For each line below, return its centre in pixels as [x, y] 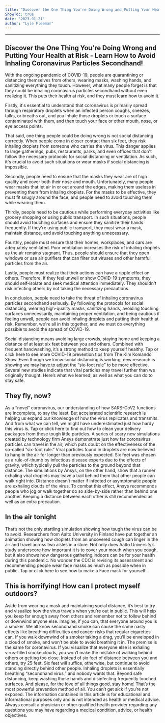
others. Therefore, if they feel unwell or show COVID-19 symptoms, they [78, 278]
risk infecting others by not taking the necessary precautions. [67, 289]
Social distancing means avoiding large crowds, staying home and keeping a [82, 339]
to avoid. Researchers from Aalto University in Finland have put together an [81, 534]
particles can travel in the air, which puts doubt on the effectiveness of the [80, 444]
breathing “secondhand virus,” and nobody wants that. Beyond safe [74, 673]
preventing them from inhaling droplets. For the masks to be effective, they [81, 192]
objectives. [16, 715]
